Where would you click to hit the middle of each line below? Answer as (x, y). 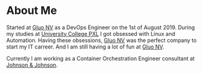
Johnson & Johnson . (32, 65)
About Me (32, 11)
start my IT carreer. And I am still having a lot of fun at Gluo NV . (85, 47)
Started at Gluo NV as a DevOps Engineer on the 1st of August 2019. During (101, 27)
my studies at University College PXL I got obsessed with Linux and (91, 33)
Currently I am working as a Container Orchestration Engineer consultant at (101, 58)
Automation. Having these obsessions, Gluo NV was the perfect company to (101, 40)
